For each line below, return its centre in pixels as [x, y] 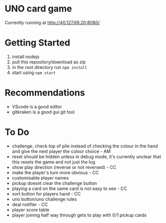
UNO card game [38, 9]
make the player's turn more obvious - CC [55, 172]
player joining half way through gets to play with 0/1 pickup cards [79, 215]
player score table [31, 209]
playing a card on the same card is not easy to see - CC [69, 188]
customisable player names [40, 177]
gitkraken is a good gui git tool [43, 112]
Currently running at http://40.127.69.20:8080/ [52, 22]
